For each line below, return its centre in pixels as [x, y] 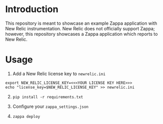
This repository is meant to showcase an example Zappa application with [81, 23]
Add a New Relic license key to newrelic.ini [59, 74]
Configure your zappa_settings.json [50, 106]
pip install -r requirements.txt [48, 97]
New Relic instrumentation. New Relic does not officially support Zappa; [80, 28]
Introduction [32, 9]
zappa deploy [26, 116]
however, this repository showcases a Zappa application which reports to [81, 34]
